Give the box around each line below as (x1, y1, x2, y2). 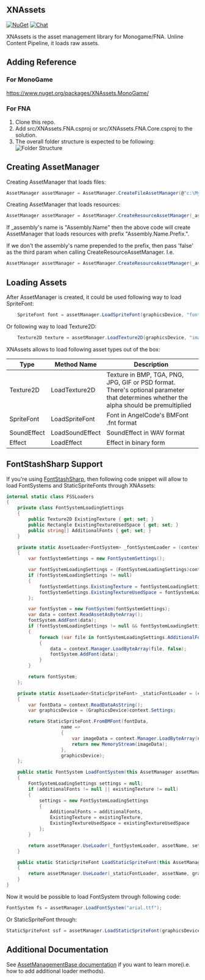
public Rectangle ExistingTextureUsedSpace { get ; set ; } (28, 522, 179, 528)
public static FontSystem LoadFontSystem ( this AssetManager (17, 769, 173, 776)
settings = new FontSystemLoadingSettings (38, 798, 149, 804)
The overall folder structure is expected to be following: (15, 137, 155, 145)
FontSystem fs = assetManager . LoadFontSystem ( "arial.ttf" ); (6, 904, 163, 911)
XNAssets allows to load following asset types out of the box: (6, 345, 160, 353)
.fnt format (106, 418, 137, 427)
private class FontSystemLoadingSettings (17, 505, 124, 511)
